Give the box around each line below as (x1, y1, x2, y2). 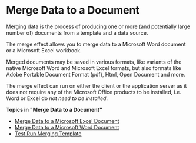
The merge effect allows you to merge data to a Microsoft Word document (6, 41, 186, 48)
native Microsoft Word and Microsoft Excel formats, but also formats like (6, 64, 181, 71)
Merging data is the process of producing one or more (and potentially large (6, 23, 190, 30)
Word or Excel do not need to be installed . (6, 95, 108, 102)
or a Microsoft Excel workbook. (6, 46, 82, 54)
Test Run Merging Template (14, 130, 82, 137)
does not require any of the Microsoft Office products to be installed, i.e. (6, 88, 181, 95)
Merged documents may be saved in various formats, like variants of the (6, 58, 182, 65)
